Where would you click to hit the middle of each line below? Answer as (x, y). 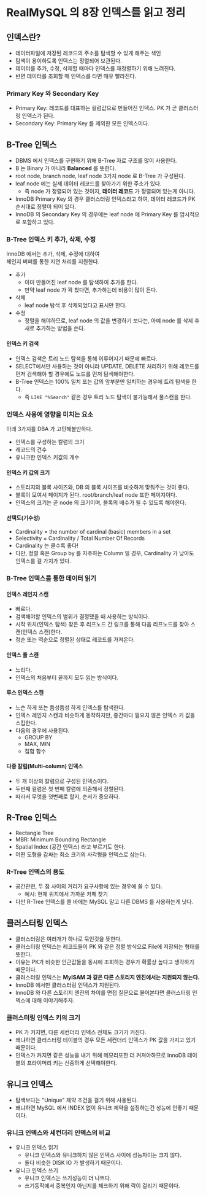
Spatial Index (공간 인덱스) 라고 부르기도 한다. (70, 847)
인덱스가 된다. (38, 116)
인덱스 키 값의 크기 (28, 472)
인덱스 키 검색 (22, 344)
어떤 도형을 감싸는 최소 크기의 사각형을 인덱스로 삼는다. (81, 854)
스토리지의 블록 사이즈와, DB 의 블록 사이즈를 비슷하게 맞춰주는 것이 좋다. (102, 487)
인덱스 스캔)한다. (42, 632)
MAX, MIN (37, 744)
